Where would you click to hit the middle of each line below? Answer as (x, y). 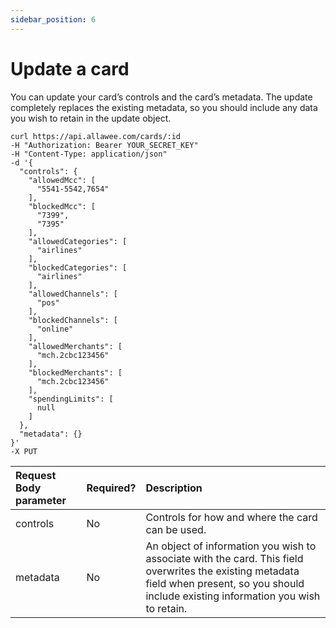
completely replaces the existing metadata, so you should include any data (164, 107)
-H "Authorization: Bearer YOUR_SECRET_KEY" (104, 145)
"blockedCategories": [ (78, 267)
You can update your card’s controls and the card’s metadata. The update (161, 97)
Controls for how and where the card (231, 517)
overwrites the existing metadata (222, 571)
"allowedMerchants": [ (75, 346)
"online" (55, 329)
